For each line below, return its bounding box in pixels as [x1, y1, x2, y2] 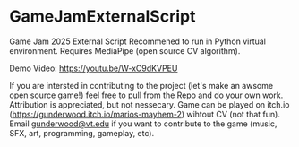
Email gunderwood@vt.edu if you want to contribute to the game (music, [9, 118, 278, 129]
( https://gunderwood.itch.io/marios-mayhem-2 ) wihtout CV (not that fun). [9, 108, 280, 119]
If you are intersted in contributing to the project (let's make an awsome [9, 80, 274, 91]
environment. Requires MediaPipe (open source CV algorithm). [9, 45, 241, 56]
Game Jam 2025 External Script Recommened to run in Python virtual [9, 36, 267, 47]
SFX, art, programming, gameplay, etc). [9, 127, 155, 138]
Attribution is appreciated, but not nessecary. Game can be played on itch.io [9, 99, 290, 109]
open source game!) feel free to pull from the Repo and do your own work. [9, 90, 284, 100]
